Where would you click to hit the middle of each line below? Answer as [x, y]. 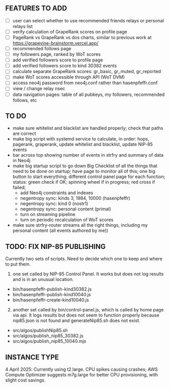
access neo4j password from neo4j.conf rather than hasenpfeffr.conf [85, 83]
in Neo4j [21, 161]
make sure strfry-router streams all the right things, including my [80, 225]
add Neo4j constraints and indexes [57, 193]
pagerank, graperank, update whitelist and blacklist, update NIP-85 [83, 145]
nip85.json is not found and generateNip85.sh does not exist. [76, 321]
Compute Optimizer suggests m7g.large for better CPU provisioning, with [82, 375]
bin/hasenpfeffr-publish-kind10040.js [52, 295]
